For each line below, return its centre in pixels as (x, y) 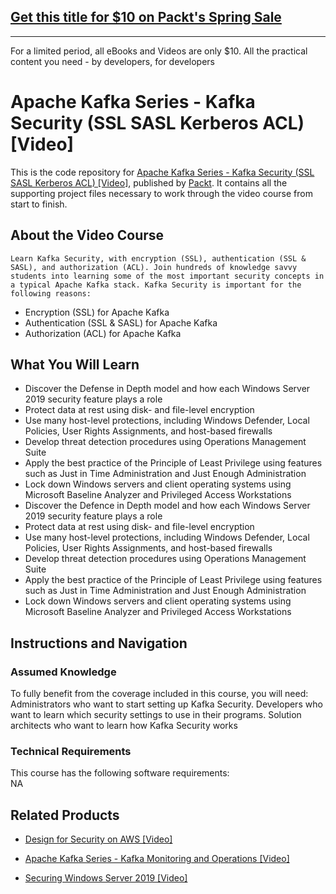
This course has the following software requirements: (120, 773)
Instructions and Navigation (99, 643)
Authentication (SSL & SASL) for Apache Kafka (121, 322)
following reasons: (51, 293)
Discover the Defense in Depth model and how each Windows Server (167, 389)
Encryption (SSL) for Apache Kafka (97, 312)
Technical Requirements (71, 751)
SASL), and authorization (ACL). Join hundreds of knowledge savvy (154, 267)
